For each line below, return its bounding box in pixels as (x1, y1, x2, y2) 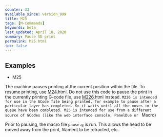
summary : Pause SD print (5, 35, 56, 39)
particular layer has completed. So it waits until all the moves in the (5, 103, 159, 109)
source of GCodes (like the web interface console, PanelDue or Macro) (5, 112, 156, 118)
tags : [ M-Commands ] (5, 20, 45, 26)
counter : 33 (5, 7, 29, 12)
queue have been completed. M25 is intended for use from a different (5, 108, 152, 113)
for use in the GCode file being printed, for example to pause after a (5, 99, 156, 104)
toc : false (5, 43, 27, 48)
